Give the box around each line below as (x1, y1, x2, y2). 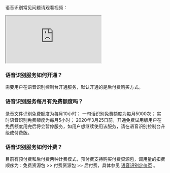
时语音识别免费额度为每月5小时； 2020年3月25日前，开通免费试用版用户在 (5, 117, 162, 123)
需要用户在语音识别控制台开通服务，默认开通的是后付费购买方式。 (5, 84, 143, 90)
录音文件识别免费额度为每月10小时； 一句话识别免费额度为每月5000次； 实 (5, 111, 161, 117)
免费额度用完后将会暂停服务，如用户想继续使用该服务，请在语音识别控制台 (5, 123, 161, 129)
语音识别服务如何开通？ (5, 72, 62, 79)
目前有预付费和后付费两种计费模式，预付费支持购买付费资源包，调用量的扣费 (5, 156, 165, 162)
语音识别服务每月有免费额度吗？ (5, 98, 84, 105)
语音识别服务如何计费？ (5, 144, 62, 151)
